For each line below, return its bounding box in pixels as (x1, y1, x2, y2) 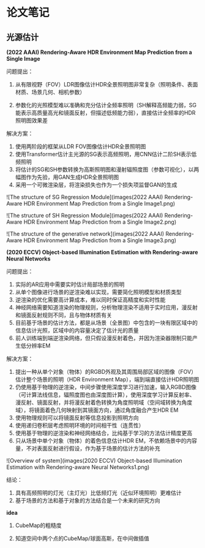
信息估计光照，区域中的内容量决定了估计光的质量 (15, 327, 139, 334)
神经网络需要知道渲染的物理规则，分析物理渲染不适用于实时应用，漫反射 (15, 304, 198, 311)
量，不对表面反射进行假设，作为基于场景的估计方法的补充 (15, 445, 160, 452)
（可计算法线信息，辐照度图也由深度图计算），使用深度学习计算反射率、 (15, 391, 195, 398)
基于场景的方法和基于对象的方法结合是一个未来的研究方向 (15, 497, 160, 504)
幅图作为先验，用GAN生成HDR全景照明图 (15, 173, 119, 181)
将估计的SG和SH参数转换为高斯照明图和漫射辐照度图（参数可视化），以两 (15, 166, 199, 173)
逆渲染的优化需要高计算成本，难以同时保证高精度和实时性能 (15, 296, 166, 303)
